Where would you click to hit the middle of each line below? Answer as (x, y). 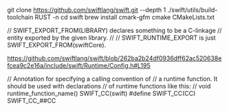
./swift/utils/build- (193, 10)
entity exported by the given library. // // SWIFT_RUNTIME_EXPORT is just (111, 38)
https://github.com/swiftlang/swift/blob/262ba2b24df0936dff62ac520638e (115, 58)
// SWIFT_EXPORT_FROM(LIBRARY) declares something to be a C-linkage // (115, 30)
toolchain (20, 17)
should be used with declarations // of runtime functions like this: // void (109, 86)
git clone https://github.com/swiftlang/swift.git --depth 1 (87, 10)
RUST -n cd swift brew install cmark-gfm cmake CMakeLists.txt (125, 17)
